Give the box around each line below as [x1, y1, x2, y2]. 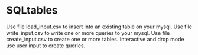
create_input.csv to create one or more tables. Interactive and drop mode [6, 35, 184, 43]
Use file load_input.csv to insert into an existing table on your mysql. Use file [6, 23, 192, 30]
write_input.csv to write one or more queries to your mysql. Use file [6, 29, 170, 36]
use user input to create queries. [6, 42, 86, 49]
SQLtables [6, 4, 58, 17]
